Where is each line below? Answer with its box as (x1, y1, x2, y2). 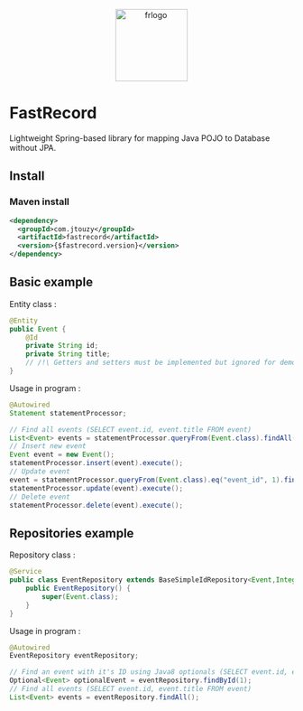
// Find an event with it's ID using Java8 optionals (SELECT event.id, (9, 668, 289, 677)
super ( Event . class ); (41, 592, 119, 601)
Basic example (9, 275, 93, 290)
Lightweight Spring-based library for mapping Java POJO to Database (9, 132, 271, 144)
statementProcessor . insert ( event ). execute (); (9, 459, 183, 468)
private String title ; (25, 350, 111, 359)
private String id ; (25, 341, 99, 351)
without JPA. (9, 142, 57, 153)
